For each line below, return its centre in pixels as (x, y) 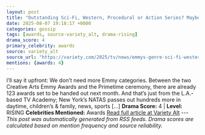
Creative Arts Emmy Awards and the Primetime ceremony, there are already (101, 86)
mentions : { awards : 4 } (35, 63)
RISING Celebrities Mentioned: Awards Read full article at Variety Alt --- (98, 112)
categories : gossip (31, 29)
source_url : (21, 57)
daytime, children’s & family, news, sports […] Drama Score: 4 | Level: (95, 106)
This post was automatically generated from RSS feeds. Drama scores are (100, 119)
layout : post (23, 12)
